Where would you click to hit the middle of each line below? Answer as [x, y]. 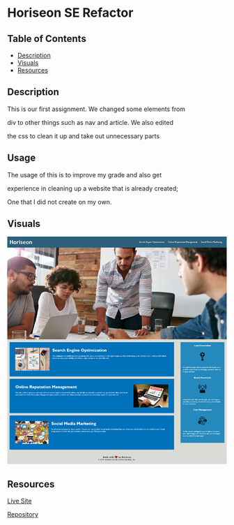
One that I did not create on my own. [60, 202]
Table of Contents [47, 39]
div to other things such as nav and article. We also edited [91, 122]
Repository [23, 515]
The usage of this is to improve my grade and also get [85, 175]
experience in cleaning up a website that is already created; [93, 188]
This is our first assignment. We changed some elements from [96, 109]
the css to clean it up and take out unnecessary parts [84, 136]
